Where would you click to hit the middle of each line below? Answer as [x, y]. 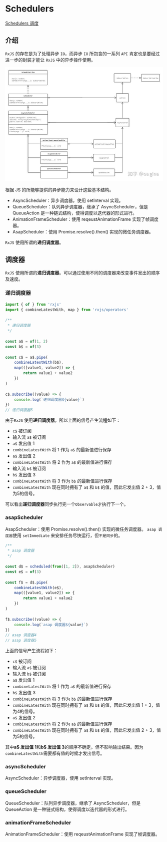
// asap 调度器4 [21, 635]
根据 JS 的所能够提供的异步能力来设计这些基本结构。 [59, 190]
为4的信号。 [25, 711]
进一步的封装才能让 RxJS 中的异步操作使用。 [50, 60]
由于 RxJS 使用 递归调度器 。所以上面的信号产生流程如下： [63, 420]
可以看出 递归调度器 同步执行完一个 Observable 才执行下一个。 [67, 504]
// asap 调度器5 [21, 641]
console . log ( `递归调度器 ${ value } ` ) [49, 399]
